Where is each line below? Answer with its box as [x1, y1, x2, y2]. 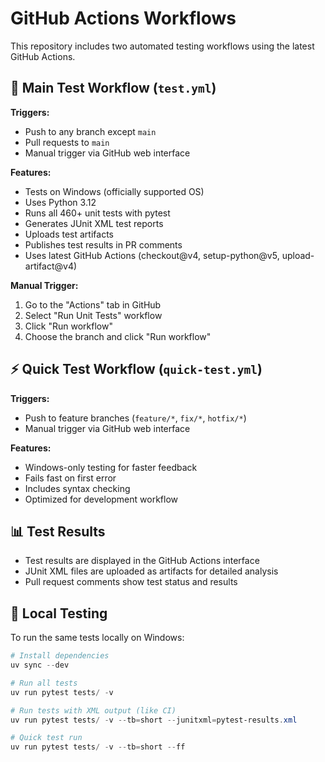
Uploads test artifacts [24, 228, 114, 240]
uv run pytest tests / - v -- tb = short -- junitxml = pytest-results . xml [10, 715, 298, 725]
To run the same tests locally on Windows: [10, 632, 185, 644]
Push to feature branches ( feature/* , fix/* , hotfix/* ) [24, 412, 247, 424]
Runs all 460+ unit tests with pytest [24, 207, 171, 219]
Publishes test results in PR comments [24, 238, 183, 251]
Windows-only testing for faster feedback [24, 461, 198, 473]
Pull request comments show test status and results [24, 576, 238, 588]
